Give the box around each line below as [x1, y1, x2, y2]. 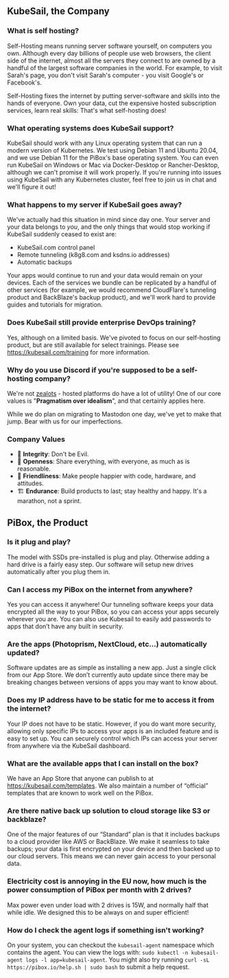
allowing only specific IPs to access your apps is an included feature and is [7, 726, 219, 735]
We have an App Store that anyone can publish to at [7, 775, 154, 783]
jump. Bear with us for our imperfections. [7, 417, 123, 425]
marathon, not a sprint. [16, 497, 82, 505]
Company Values [7, 434, 65, 444]
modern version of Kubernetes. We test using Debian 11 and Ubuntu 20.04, [7, 146, 218, 154]
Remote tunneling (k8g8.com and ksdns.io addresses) [16, 251, 170, 259]
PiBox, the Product [7, 517, 88, 529]
